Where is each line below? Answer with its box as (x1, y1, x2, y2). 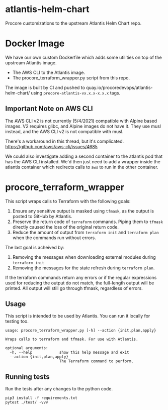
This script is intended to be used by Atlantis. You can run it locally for (5, 313, 150, 319)
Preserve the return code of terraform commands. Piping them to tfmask (12, 219, 163, 225)
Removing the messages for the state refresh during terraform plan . (12, 265, 155, 271)
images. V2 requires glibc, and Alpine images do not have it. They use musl (5, 123, 161, 129)
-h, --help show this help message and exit (10, 350, 129, 355)
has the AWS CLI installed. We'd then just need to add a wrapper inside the (5, 158, 161, 164)
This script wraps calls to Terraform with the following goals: (5, 198, 131, 204)
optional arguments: (5, 346, 49, 351)
